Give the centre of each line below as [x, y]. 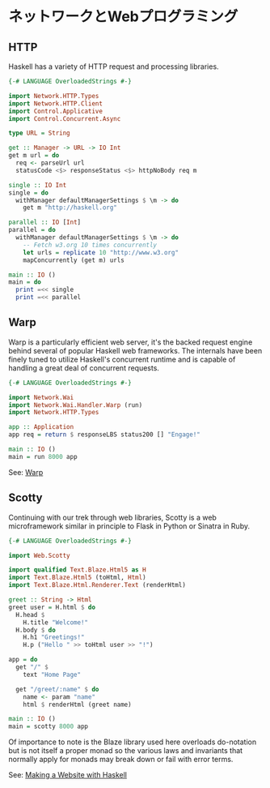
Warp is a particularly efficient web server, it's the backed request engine [131, 342]
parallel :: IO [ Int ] [45, 223]
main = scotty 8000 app [49, 726]
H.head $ [30, 615]
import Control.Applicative [56, 111]
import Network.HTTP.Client [56, 103]
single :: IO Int [38, 185]
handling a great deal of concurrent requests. [84, 368]
